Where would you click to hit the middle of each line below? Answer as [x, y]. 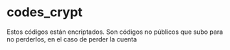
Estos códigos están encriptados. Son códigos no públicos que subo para [115, 32]
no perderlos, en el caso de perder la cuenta [72, 39]
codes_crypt [45, 12]
